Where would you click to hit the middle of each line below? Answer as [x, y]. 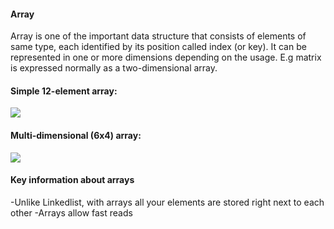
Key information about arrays [72, 180]
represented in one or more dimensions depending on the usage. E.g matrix [166, 57]
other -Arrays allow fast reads [71, 212]
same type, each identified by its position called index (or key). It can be [158, 47]
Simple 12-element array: [64, 91]
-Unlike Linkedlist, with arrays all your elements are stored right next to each [167, 202]
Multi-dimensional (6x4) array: [76, 135]
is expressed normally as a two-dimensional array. [114, 68]
